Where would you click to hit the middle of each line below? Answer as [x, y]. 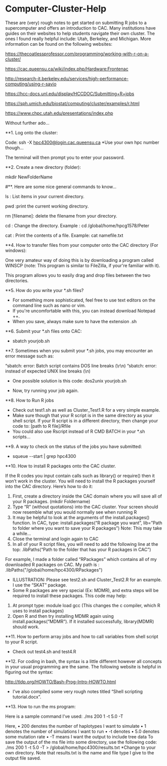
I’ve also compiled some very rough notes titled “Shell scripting [77, 691]
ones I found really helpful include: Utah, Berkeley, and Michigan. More [78, 39]
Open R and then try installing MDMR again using [63, 616]
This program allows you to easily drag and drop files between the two [78, 275]
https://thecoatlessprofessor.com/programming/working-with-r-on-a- [77, 54]
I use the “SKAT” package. [40, 585]
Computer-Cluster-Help [56, 9]
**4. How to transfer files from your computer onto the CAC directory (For [82, 245]
